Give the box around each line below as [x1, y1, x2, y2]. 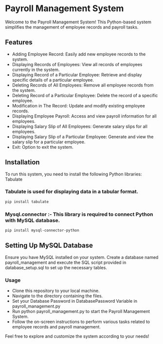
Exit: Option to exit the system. [12, 144, 74, 150]
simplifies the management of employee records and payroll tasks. [5, 24, 139, 30]
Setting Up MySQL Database [5, 241, 93, 250]
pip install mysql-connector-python [5, 228, 79, 233]
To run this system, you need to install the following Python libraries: [5, 171, 142, 177]
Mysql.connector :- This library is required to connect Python [5, 211, 153, 218]
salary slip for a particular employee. [12, 139, 86, 145]
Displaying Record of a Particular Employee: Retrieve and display [12, 71, 142, 78]
